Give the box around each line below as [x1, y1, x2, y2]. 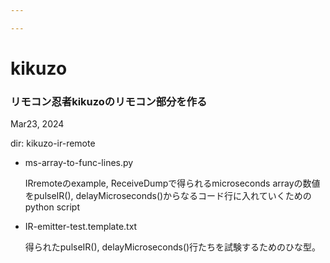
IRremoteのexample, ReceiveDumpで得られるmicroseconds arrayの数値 [24, 177, 321, 190]
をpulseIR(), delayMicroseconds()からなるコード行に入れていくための [24, 190, 312, 202]
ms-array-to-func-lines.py [24, 157, 134, 169]
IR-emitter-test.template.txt [24, 221, 138, 233]
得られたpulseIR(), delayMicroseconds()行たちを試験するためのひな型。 [24, 241, 322, 253]
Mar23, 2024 [10, 118, 65, 130]
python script [24, 201, 80, 213]
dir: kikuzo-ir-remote [10, 137, 96, 150]
